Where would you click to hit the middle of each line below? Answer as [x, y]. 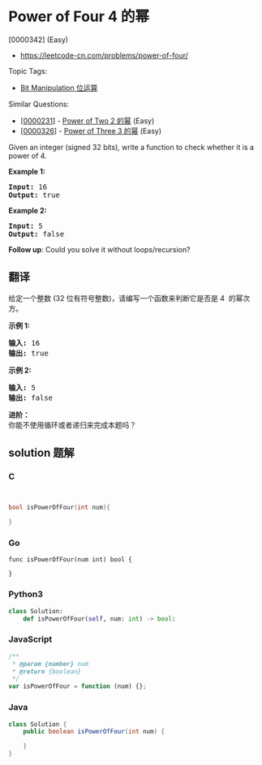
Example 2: [28, 210]
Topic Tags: [28, 71]
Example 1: [27, 171]
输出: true [28, 353]
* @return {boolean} [47, 671]
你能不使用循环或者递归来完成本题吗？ [72, 425]
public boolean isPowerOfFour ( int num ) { [94, 732]
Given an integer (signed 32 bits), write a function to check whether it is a [131, 147]
